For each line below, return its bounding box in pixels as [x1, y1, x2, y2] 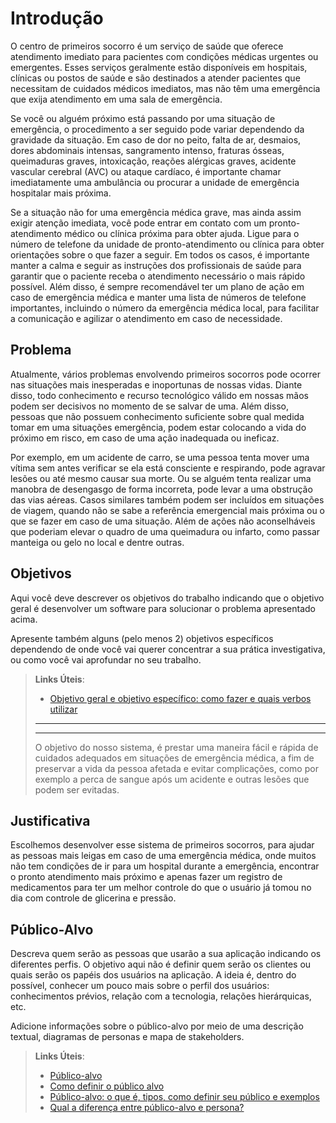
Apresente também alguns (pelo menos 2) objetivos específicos [10, 632, 274, 644]
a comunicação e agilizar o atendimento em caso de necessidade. [10, 312, 283, 324]
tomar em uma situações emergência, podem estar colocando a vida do [10, 421, 307, 433]
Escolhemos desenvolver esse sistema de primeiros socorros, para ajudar [10, 839, 315, 851]
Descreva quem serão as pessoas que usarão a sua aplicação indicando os [10, 948, 322, 960]
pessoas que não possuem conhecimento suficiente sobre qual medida [10, 410, 305, 422]
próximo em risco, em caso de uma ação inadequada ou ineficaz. [10, 432, 280, 444]
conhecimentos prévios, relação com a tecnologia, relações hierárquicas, [10, 990, 312, 1002]
